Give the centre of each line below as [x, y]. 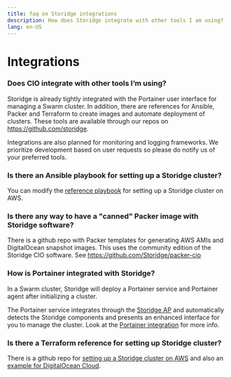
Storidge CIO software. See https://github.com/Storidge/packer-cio [104, 255]
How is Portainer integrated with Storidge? [81, 273]
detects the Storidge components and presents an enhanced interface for [113, 317]
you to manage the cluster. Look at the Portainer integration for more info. [113, 324]
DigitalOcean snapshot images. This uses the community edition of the [109, 248]
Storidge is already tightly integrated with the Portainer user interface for [112, 98]
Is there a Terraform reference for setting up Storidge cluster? [114, 343]
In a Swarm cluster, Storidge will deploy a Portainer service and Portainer [113, 289]
